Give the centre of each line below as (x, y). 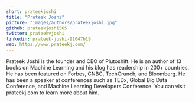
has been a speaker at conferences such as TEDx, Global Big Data (87, 80)
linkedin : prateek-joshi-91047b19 (49, 39)
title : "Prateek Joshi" (35, 17)
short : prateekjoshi (32, 11)
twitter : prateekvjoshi (35, 34)
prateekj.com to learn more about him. (53, 93)
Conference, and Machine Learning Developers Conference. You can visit (96, 86)
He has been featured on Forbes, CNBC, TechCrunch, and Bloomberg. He (96, 74)
